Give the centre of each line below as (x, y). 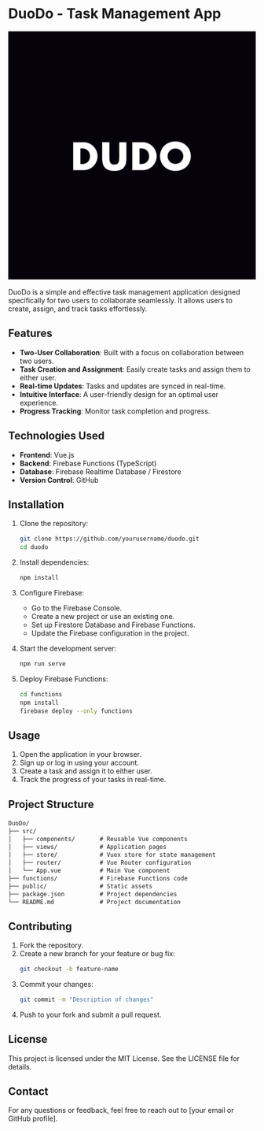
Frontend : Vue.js (47, 454)
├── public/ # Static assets (81, 887)
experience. (39, 402)
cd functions (41, 694)
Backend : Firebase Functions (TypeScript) (88, 463)
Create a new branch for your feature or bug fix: (97, 953)
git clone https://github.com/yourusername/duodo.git (109, 539)
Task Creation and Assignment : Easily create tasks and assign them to (135, 369)
